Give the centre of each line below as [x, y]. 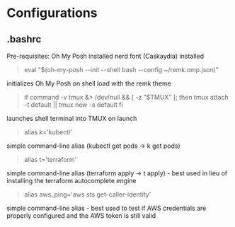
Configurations [52, 13]
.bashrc [24, 39]
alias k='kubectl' [48, 132]
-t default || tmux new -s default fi [73, 105]
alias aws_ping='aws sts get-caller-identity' [87, 194]
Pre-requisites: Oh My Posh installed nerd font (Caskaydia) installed [105, 56]
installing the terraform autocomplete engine [71, 181]
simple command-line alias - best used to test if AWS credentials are [107, 208]
